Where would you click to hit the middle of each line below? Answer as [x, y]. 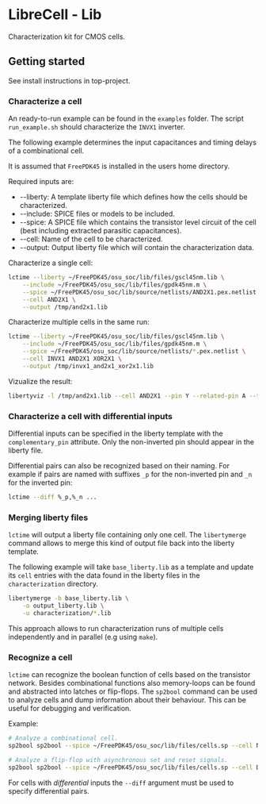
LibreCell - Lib [55, 15]
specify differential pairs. [49, 791]
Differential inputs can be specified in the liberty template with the [116, 433]
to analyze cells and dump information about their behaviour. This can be [127, 700]
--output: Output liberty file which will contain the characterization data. [137, 248]
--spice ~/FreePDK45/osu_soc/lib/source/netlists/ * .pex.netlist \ [134, 352]
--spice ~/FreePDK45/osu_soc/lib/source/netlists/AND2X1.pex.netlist [140, 292]
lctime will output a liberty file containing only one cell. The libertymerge [127, 535]
